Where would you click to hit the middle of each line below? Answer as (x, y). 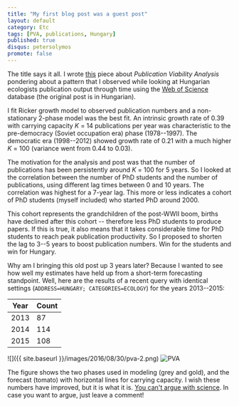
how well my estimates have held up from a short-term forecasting (105, 273)
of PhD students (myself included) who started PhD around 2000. (103, 199)
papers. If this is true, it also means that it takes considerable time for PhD (116, 229)
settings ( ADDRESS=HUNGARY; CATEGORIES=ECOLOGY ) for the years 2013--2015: (116, 288)
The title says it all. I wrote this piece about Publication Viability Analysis (113, 74)
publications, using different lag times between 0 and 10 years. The (106, 184)
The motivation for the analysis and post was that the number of (101, 162)
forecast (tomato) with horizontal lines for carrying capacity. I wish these (114, 380)
